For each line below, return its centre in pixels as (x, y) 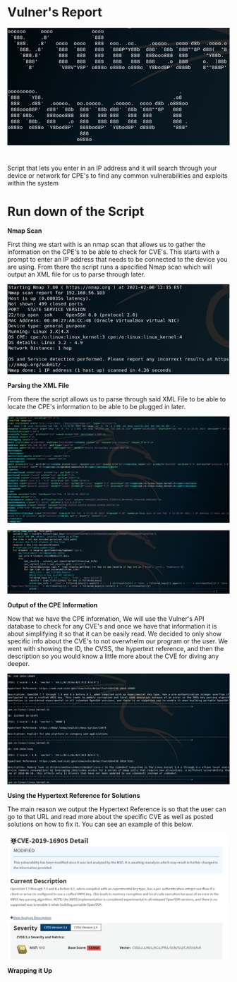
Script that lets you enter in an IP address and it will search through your (112, 168)
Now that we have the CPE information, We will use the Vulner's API (106, 619)
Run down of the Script (76, 211)
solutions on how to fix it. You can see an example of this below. (101, 824)
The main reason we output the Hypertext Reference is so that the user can (117, 809)
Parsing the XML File (38, 386)
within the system (33, 183)
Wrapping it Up (30, 970)
